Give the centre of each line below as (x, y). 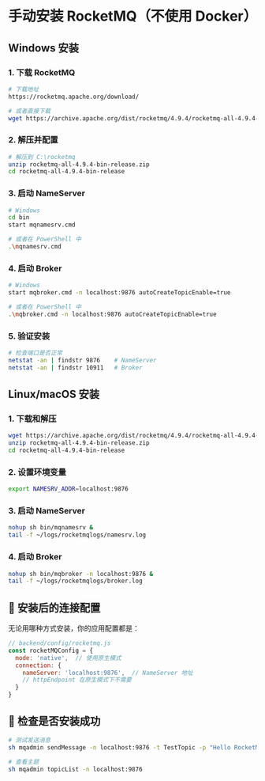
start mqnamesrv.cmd (42, 225)
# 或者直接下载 (30, 111)
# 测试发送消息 (30, 740)
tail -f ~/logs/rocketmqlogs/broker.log (76, 581)
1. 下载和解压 (32, 419)
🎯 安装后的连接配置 (54, 607)
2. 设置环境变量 (37, 472)
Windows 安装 (43, 48)
